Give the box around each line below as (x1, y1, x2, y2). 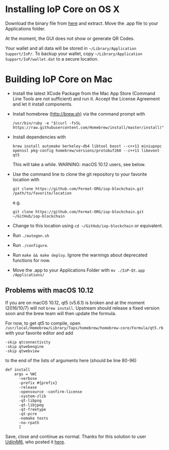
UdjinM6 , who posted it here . (5, 438, 66, 445)
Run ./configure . (12, 242, 49, 248)
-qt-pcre (18, 411, 37, 416)
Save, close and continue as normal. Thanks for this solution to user (5, 433, 146, 439)
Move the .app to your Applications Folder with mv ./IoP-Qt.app (12, 267, 145, 273)
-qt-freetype (18, 407, 46, 412)
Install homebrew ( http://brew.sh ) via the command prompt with (12, 111, 145, 117)
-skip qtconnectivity (5, 339, 51, 344)
